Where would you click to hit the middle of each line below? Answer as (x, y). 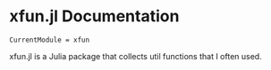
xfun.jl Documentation (94, 16)
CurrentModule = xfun (50, 40)
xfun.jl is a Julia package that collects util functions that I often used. (135, 56)
